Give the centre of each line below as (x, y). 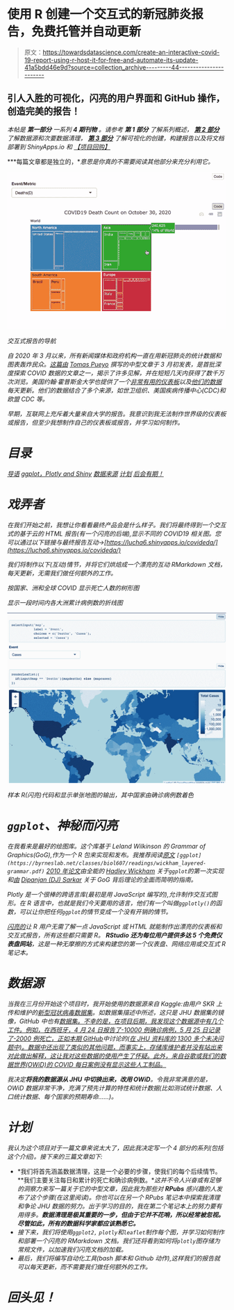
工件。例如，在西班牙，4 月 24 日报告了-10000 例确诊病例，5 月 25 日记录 (114, 1030)
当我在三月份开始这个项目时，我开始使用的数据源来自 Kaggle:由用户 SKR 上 (115, 1004)
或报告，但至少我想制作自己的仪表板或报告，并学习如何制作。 (95, 422)
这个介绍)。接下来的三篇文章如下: (55, 1156)
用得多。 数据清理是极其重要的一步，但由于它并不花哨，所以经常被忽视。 (120, 1214)
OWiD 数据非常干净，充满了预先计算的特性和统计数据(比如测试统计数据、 (112, 1088)
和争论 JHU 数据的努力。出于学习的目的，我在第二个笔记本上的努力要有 (119, 1206)
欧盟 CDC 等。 (28, 399)
